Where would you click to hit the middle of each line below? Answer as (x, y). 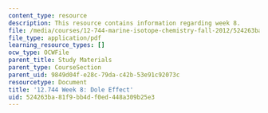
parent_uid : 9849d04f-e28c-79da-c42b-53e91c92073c (94, 75)
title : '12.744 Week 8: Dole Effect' (71, 90)
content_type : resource (48, 16)
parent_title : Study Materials (60, 60)
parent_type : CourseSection (55, 68)
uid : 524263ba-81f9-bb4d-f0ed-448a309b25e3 (82, 97)
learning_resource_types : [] (57, 45)
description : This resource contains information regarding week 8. (124, 23)
